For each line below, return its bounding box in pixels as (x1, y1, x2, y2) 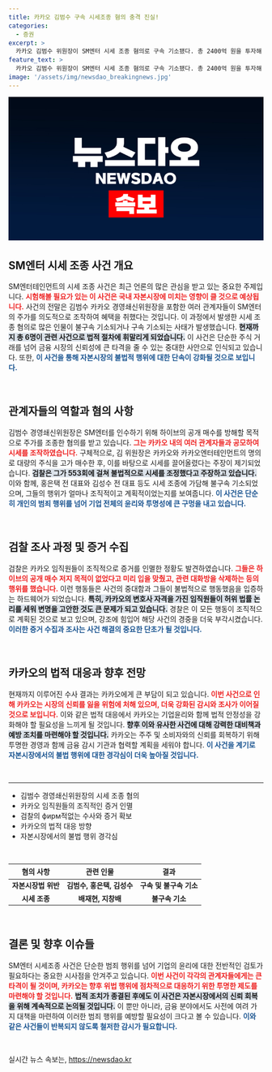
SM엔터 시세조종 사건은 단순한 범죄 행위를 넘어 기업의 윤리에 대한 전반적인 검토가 (8, 960, 263, 970)
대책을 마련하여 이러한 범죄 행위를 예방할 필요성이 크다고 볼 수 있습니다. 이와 (16, 1011, 257, 1021)
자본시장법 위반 (11, 880, 60, 890)
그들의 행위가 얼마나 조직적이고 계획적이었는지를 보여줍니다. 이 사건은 (25, 488, 244, 498)
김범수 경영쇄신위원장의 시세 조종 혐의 (19, 790, 140, 800)
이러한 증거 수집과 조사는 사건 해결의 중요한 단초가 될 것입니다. (8, 624, 202, 634)
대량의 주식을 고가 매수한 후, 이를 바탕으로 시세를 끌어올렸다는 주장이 (16, 458, 233, 467)
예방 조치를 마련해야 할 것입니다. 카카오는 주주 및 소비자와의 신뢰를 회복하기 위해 (8, 730, 261, 739)
